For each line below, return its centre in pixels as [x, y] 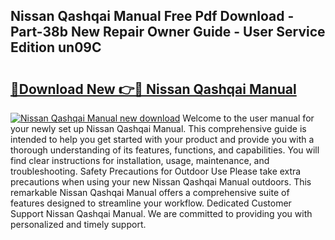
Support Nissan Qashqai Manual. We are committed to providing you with [161, 213]
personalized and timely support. [78, 224]
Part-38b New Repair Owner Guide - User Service [168, 32]
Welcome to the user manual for [248, 118]
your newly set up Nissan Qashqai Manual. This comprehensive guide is [158, 128]
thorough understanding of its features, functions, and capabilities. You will [165, 150]
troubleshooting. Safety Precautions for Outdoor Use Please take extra [156, 171]
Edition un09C [56, 47]
